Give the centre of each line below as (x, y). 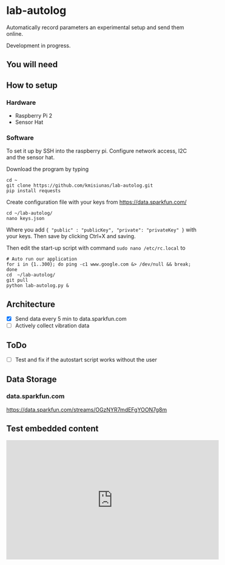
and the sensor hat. (31, 158)
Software (20, 138)
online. (15, 33)
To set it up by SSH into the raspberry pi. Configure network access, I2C (97, 151)
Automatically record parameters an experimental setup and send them (95, 27)
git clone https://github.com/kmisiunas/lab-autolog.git (80, 186)
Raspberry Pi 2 (34, 116)
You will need (32, 65)
